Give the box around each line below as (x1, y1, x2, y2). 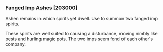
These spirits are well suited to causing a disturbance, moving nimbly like (5, 31, 158, 37)
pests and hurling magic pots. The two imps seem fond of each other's (5, 36, 153, 42)
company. (5, 41, 26, 47)
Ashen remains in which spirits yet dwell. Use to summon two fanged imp (5, 16, 158, 22)
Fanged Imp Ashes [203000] (5, 4, 78, 11)
